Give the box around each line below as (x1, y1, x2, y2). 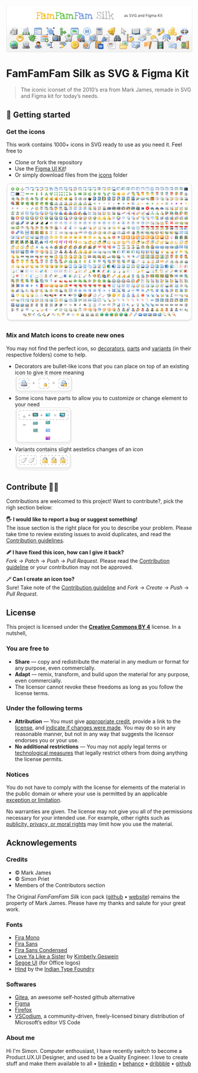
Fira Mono (14, 934, 40, 941)
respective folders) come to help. (6, 351, 87, 358)
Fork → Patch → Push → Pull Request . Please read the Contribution (6, 558, 170, 565)
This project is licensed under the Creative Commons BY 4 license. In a (6, 623, 181, 631)
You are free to (6, 645, 49, 653)
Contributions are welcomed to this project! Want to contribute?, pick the (6, 498, 183, 505)
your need (14, 400, 40, 407)
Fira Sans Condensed (14, 947, 67, 954)
